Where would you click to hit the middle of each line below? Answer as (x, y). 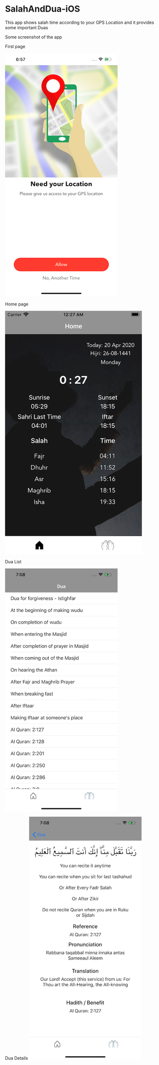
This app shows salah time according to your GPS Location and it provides (79, 22)
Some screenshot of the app (34, 37)
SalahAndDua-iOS (43, 9)
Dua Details (17, 1058)
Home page (17, 304)
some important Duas (27, 27)
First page (15, 46)
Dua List (13, 561)
